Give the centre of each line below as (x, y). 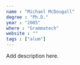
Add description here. (32, 56)
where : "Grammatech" (33, 28)
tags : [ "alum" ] (26, 39)
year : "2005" (24, 22)
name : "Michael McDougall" (41, 12)
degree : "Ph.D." (27, 17)
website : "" (22, 34)
